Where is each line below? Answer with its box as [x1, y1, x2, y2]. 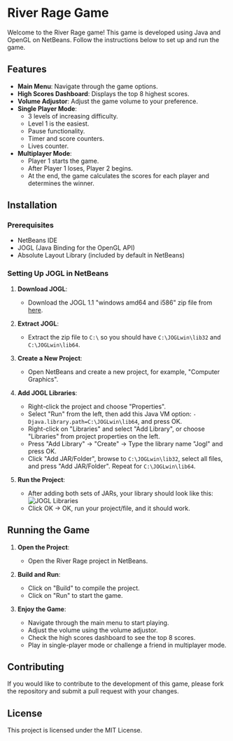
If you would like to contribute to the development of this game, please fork [7, 679, 224, 688]
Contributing [7, 661, 64, 673]
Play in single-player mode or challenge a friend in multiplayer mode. [27, 641, 227, 649]
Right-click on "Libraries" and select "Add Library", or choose [27, 425, 205, 433]
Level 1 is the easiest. [27, 119, 90, 128]
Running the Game [7, 524, 90, 536]
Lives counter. [27, 142, 69, 150]
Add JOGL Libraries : [17, 388, 78, 397]
